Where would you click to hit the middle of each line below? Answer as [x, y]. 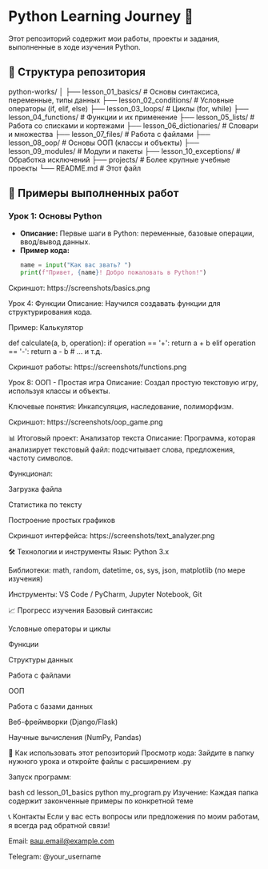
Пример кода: [45, 251]
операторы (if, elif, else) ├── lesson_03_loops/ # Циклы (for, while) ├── [129, 108]
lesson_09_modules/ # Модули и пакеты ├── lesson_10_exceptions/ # [124, 151]
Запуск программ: [40, 777]
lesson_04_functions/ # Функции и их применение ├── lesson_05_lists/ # [132, 117]
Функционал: [31, 474]
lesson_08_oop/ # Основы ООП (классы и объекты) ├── [104, 143]
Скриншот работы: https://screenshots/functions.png [98, 367]
